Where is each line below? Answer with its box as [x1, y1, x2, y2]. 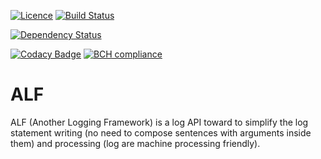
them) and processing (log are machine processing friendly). [10, 137, 261, 149]
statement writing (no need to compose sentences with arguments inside [10, 126, 312, 139]
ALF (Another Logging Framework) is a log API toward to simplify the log [10, 116, 309, 128]
